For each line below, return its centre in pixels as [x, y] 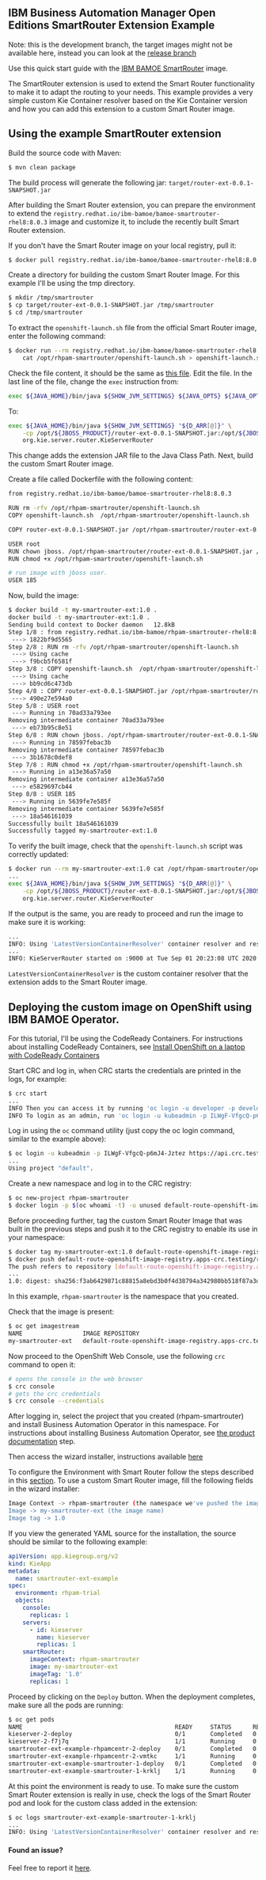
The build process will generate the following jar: [88, 182]
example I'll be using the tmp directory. [72, 284]
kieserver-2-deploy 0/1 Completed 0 [133, 1734]
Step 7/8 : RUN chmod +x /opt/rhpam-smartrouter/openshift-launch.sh [125, 765]
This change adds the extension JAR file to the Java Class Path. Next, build [131, 455]
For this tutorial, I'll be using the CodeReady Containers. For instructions [125, 1038]
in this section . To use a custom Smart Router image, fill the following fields [131, 1481]
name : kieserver [63, 1637]
